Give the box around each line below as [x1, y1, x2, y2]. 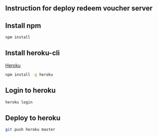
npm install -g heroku [5, 72, 53, 77]
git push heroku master [5, 127, 56, 132]
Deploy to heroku [5, 114, 61, 122]
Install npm [5, 21, 42, 30]
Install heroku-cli [5, 49, 60, 57]
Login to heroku [5, 86, 56, 95]
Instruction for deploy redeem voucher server [5, 4, 153, 13]
